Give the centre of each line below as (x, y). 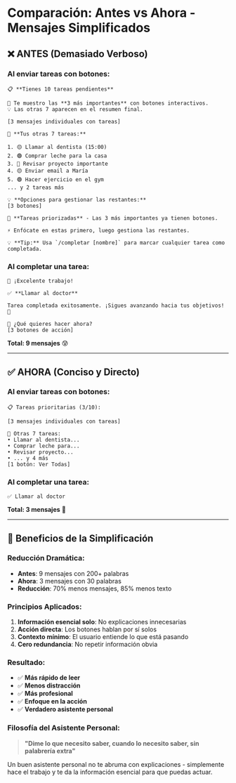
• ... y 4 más (28, 458)
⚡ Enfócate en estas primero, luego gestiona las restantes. (99, 230)
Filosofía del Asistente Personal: (64, 728)
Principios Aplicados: (45, 607)
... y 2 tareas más (36, 187)
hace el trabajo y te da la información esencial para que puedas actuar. (110, 772)
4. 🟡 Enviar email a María (48, 171)
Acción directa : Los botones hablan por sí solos (87, 629)
